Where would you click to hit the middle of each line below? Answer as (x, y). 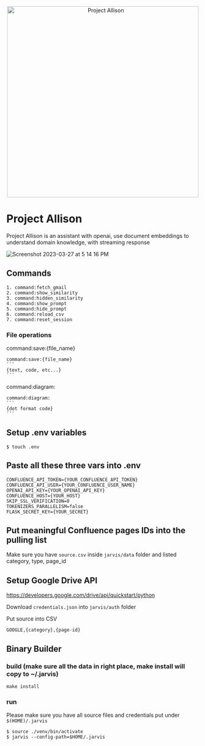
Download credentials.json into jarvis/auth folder (71, 607)
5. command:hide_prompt (37, 309)
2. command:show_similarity (42, 293)
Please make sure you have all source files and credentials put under (93, 715)
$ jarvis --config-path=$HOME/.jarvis (56, 737)
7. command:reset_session (39, 319)
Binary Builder (34, 648)
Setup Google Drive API (52, 580)
